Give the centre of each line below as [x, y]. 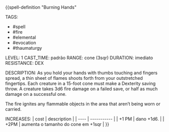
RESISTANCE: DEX [24, 63]
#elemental [24, 37]
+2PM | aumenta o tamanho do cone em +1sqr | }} [57, 124]
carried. [13, 109]
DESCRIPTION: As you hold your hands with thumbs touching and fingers [81, 73]
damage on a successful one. [36, 94]
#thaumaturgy [27, 48]
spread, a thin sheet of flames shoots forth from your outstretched [74, 78]
